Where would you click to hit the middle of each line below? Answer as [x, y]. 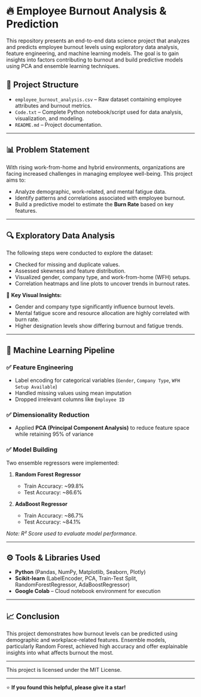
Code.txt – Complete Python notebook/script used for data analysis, [99, 112]
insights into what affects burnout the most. [60, 653]
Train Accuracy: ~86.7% [54, 515]
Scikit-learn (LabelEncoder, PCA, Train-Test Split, [76, 579]
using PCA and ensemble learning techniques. [63, 66]
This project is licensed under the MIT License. [64, 670]
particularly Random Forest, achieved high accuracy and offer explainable [97, 646]
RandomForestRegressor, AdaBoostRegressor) [72, 585]
